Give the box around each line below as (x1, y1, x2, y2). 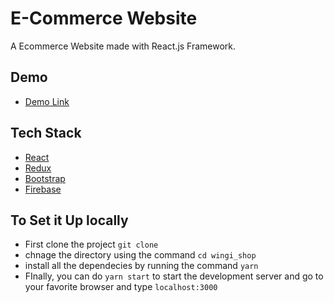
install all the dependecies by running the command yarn (24, 260, 259, 272)
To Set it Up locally (10, 212, 129, 229)
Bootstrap (24, 172, 66, 184)
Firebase (24, 183, 62, 195)
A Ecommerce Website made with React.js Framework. (10, 40, 237, 52)
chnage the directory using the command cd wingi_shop (24, 249, 257, 261)
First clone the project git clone (24, 238, 159, 251)
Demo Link (24, 95, 70, 107)
